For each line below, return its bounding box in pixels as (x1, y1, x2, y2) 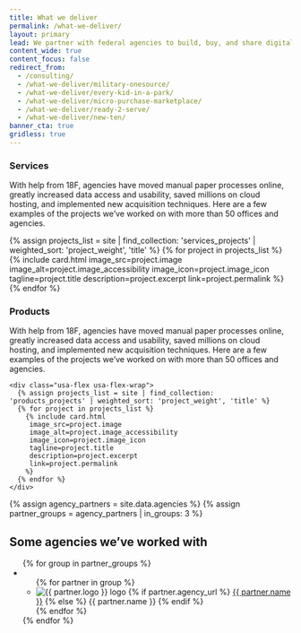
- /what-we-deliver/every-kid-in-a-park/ (17, 88, 175, 97)
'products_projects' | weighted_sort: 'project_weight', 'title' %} (9, 396, 271, 406)
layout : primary (9, 30, 70, 39)
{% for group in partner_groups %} (21, 558, 151, 569)
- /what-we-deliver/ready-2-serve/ (17, 105, 150, 114)
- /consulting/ (17, 72, 74, 81)
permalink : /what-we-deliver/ (9, 22, 123, 30)
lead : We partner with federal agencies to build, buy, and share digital (9, 38, 295, 48)
